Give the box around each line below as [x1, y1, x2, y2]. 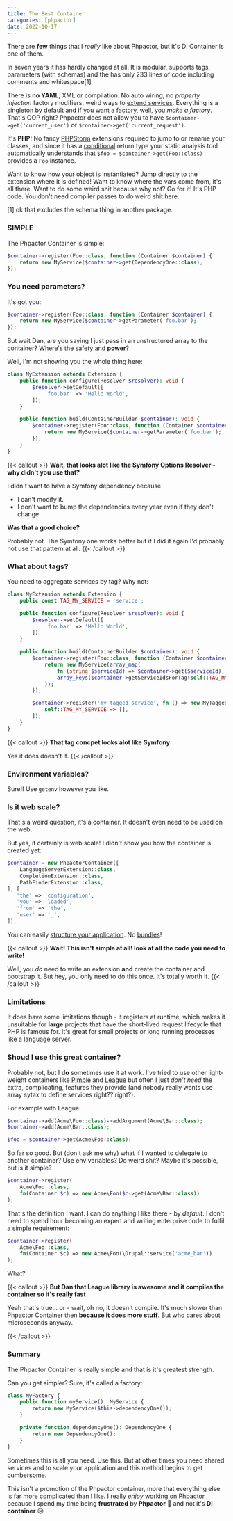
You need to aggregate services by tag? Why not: [7, 578, 149, 586]
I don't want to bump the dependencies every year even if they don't [17, 502, 214, 511]
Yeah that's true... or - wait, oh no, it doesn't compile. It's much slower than [7, 1304, 223, 1312]
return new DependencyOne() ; [32, 1431, 116, 1438]
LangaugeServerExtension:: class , [19, 866, 116, 873]
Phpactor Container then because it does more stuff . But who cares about [7, 1311, 221, 1319]
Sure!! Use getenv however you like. [7, 784, 110, 793]
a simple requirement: [7, 1224, 69, 1232]
